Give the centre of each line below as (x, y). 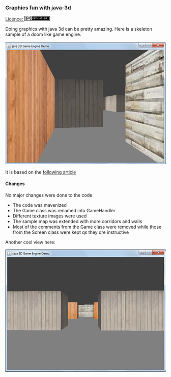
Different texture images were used (50, 216)
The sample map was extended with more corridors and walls (77, 221)
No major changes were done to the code (49, 195)
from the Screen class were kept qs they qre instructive (71, 232)
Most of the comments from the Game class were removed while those (87, 227)
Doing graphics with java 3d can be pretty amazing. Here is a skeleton (79, 29)
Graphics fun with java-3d (38, 8)
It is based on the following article (41, 172)
